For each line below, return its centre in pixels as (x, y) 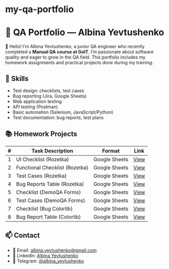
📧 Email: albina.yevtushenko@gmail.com (54, 250)
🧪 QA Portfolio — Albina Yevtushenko (85, 33)
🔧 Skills (17, 79)
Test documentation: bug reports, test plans (58, 117)
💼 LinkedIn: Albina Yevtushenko (45, 255)
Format (111, 151)
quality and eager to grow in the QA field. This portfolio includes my (75, 57)
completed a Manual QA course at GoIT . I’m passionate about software (79, 52)
